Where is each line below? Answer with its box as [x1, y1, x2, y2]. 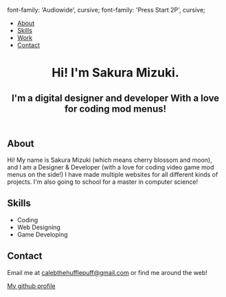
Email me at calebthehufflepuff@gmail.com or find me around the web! [7, 268, 207, 276]
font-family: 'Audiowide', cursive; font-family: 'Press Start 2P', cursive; [7, 6, 206, 14]
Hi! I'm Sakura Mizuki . [51, 65, 180, 81]
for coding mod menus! [64, 103, 167, 115]
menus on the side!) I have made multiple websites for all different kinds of [7, 171, 218, 178]
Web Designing [16, 223, 60, 231]
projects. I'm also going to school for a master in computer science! [7, 178, 199, 186]
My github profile [7, 281, 56, 290]
